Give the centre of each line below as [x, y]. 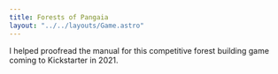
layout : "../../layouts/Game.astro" [77, 26]
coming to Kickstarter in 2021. [64, 60]
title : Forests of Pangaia [59, 17]
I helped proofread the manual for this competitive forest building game [139, 50]
